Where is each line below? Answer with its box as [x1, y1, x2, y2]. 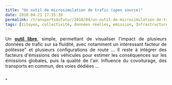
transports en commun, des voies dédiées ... [5, 63, 99, 69]
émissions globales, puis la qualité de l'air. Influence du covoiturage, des [5, 57, 167, 64]
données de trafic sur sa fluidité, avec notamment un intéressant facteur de [5, 41, 167, 48]
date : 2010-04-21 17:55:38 [5, 12, 63, 17]
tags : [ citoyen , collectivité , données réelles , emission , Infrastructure [5, 22, 168, 27]
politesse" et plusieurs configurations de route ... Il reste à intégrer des [5, 47, 167, 53]
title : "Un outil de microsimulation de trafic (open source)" [5, 7, 143, 13]
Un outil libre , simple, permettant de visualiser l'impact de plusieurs [5, 36, 167, 42]
